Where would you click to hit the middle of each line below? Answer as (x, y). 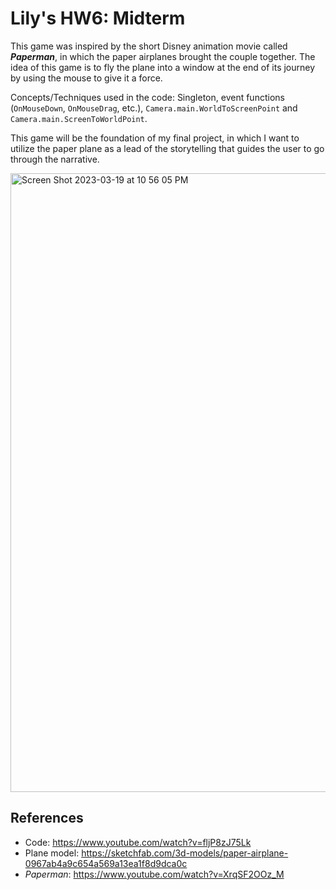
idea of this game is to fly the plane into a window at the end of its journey (163, 67)
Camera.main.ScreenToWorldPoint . (79, 118)
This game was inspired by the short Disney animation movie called (149, 46)
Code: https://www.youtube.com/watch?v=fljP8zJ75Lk (138, 842)
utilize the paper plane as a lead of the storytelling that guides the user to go (167, 148)
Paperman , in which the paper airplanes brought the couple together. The (163, 56)
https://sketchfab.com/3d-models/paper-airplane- (185, 853)
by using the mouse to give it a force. (86, 78)
